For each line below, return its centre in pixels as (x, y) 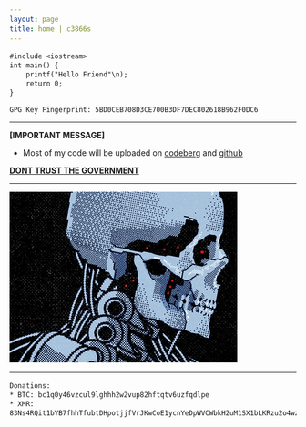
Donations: (30, 386)
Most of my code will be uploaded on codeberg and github (133, 152)
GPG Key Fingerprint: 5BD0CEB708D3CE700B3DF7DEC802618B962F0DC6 (134, 109)
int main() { (34, 65)
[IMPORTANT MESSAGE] (57, 135)
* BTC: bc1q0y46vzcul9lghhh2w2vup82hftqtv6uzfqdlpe (109, 395)
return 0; (45, 83)
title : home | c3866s (51, 29)
